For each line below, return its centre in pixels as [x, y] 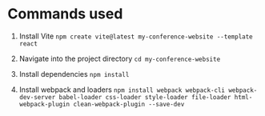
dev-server [37, 97]
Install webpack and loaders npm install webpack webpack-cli [122, 90]
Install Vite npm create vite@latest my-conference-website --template [136, 36]
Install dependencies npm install [74, 74]
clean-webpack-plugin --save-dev [129, 104]
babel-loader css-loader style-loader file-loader [145, 97]
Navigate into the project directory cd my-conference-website [120, 58]
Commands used [65, 14]
